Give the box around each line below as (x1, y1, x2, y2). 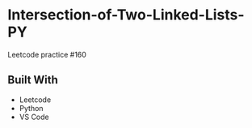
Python (19, 103, 44, 113)
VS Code (19, 112, 49, 122)
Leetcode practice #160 (7, 49, 86, 59)
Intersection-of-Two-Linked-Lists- (7, 6, 245, 24)
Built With (7, 73, 58, 87)
